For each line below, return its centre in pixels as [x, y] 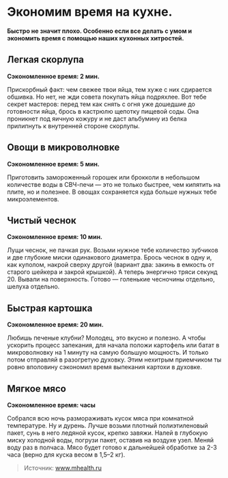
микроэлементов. [33, 199]
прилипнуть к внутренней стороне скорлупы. [73, 126]
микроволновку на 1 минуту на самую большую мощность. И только [108, 353]
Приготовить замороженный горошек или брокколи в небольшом [103, 177]
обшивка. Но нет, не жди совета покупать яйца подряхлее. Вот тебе [107, 97]
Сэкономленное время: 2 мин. [54, 76]
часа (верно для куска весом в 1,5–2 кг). [66, 455]
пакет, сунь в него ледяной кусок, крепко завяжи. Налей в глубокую [108, 433]
